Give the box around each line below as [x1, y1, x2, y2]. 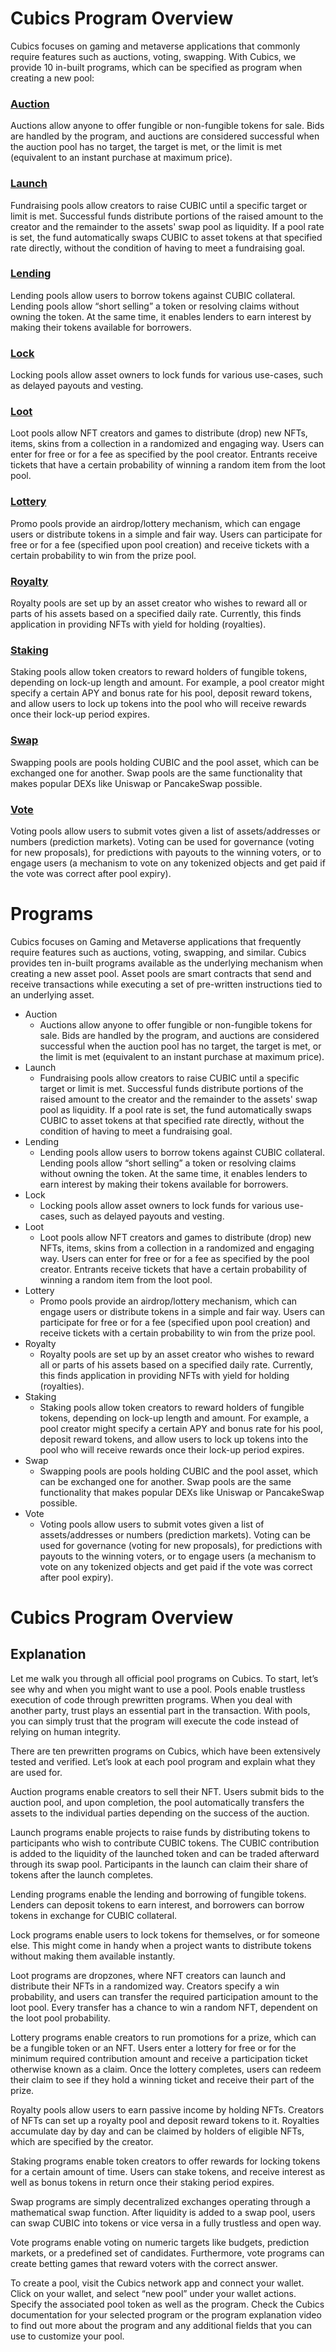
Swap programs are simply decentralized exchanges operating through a [10, 2195, 311, 2207]
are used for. [10, 1766, 63, 1778]
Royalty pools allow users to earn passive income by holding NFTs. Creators [10, 2103, 325, 2116]
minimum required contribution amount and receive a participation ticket [10, 2052, 308, 2064]
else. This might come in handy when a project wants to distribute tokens [10, 1939, 312, 1951]
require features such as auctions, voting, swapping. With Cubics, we [10, 50, 297, 62]
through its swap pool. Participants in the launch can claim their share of [10, 1858, 309, 1870]
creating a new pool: [10, 72, 95, 84]
